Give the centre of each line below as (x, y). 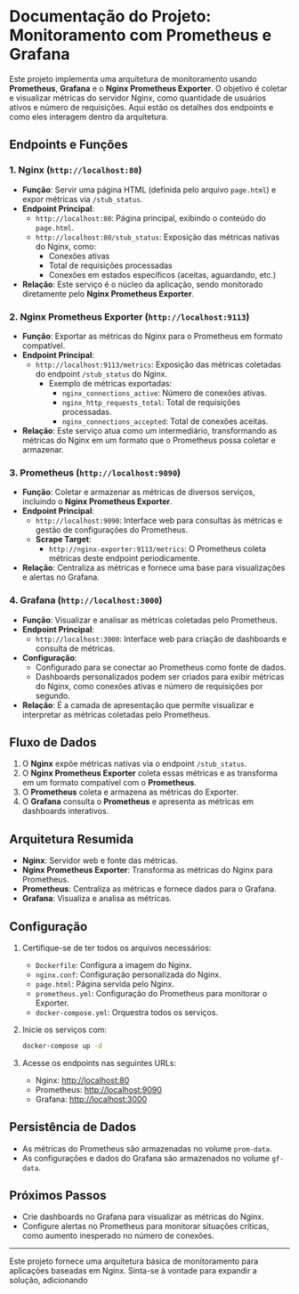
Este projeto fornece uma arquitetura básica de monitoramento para (134, 1261)
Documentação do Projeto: (110, 16)
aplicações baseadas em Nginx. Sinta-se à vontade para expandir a (133, 1271)
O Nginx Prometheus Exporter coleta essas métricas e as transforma (150, 773)
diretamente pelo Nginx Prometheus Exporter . (108, 293)
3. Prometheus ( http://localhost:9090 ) (95, 472)
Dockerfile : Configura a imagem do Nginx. (114, 964)
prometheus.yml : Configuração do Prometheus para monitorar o (151, 993)
